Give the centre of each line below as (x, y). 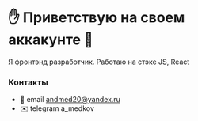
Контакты (29, 82)
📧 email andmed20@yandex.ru (70, 100)
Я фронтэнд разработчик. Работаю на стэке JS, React (99, 62)
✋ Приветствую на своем (97, 18)
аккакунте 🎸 (51, 40)
